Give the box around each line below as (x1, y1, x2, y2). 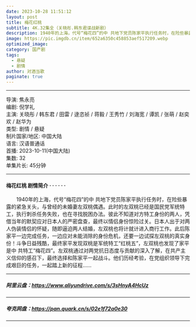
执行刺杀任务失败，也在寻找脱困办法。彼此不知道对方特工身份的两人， (16, 211, 185, 218)
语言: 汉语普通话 (6, 140, 45, 147)
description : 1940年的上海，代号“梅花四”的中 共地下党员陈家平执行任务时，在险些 (6, 30, 185, 36)
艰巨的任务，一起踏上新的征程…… (10, 261, 92, 269)
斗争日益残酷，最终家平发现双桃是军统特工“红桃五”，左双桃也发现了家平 (16, 240, 190, 247)
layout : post (6, 14, 38, 20)
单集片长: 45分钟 (6, 162, 47, 169)
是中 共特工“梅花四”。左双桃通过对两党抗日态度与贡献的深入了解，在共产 (6, 247, 181, 254)
